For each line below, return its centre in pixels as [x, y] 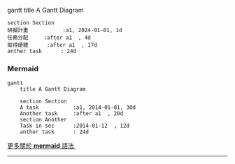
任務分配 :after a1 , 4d [49, 38]
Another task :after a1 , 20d [72, 114]
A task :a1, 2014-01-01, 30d [78, 107]
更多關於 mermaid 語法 [41, 146]
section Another [44, 120]
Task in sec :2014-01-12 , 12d [75, 126]
